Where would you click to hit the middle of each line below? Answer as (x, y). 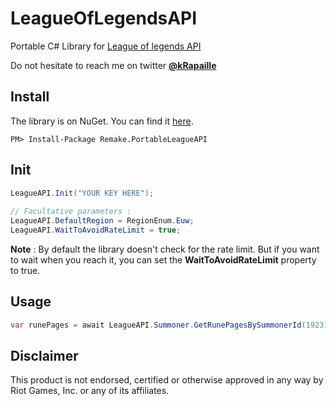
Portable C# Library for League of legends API (106, 46)
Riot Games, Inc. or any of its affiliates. (90, 391)
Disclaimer (44, 356)
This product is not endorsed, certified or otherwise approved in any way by (167, 380)
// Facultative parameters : (71, 212)
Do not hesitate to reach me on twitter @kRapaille (113, 65)
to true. (25, 270)
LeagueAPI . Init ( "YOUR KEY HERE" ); (82, 193)
